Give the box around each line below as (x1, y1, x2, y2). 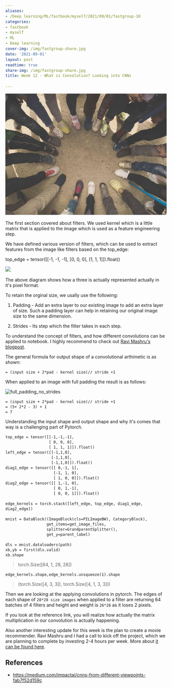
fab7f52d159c (12, 677, 42, 683)
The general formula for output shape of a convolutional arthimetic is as (5, 353, 157, 360)
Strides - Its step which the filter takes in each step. (12, 323, 122, 329)
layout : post (5, 57, 33, 62)
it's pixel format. (5, 282, 39, 288)
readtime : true (5, 62, 38, 68)
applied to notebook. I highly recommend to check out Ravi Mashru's (5, 338, 151, 344)
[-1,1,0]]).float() (51, 460, 93, 465)
